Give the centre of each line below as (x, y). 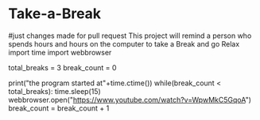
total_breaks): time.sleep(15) (54, 91)
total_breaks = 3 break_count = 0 (62, 67)
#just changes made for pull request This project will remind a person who (130, 36)
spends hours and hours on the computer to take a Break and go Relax (124, 43)
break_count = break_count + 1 (59, 108)
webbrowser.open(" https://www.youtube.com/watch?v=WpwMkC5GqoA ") (130, 99)
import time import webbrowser (60, 52)
